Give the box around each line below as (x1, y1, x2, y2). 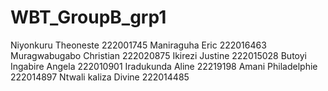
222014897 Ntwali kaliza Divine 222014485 (10, 71, 190, 83)
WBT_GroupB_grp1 (10, 6, 167, 29)
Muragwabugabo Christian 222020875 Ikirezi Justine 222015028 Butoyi (10, 49, 307, 61)
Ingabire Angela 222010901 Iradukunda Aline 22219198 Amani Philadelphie (10, 60, 318, 72)
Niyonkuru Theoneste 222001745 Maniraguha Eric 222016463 (10, 39, 267, 51)
